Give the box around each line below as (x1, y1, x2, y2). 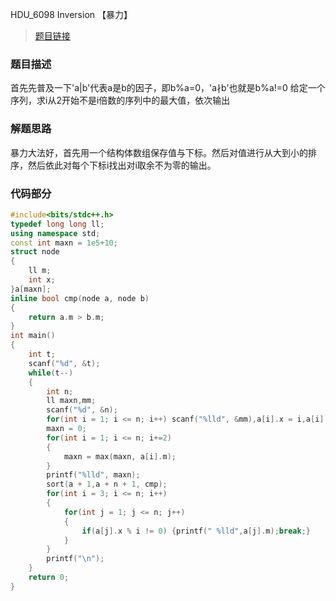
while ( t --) (28, 368, 74, 378)
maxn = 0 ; (46, 424, 87, 434)
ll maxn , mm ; (46, 396, 97, 406)
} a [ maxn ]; (10, 284, 52, 294)
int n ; (46, 386, 74, 397)
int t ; (28, 349, 56, 360)
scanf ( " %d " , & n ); (46, 405, 118, 415)
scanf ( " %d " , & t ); (28, 358, 101, 368)
